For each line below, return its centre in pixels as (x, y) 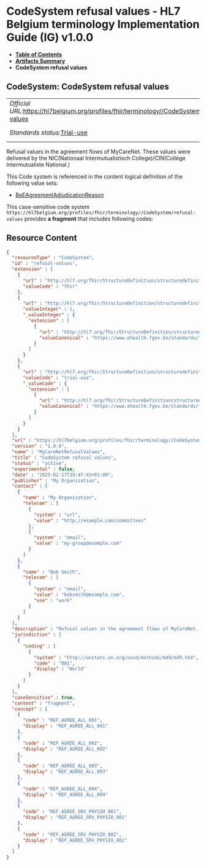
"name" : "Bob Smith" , (51, 572)
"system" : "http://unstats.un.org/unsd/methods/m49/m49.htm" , (116, 657)
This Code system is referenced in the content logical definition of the (94, 176)
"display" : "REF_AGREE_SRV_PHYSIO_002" (75, 840)
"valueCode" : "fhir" (50, 286)
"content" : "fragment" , (44, 703)
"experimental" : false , (44, 469)
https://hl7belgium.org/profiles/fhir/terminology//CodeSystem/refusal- (101, 213)
